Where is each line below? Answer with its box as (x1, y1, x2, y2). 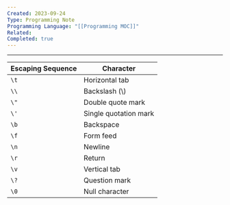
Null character (83, 186, 129, 196)
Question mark (83, 176, 131, 185)
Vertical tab (83, 165, 121, 174)
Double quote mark (83, 97, 146, 107)
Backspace (83, 120, 120, 130)
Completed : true (7, 36, 53, 43)
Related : (7, 29, 32, 36)
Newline (83, 142, 110, 152)
